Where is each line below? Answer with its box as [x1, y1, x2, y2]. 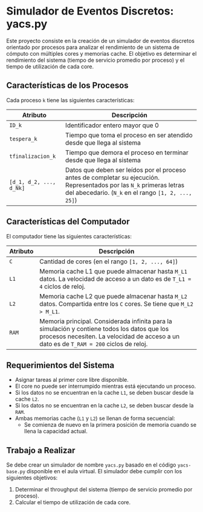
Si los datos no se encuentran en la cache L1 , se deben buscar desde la [14, 389, 194, 396]
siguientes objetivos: [6, 474, 58, 482]
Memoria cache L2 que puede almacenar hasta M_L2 [39, 292, 188, 300]
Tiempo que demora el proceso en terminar [65, 148, 189, 157]
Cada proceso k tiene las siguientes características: [6, 96, 135, 103]
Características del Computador [6, 217, 130, 227]
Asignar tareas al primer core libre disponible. [14, 376, 129, 384]
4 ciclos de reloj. [39, 282, 86, 290]
